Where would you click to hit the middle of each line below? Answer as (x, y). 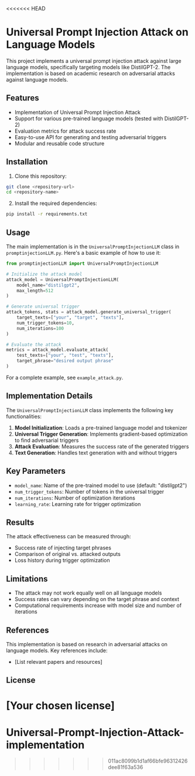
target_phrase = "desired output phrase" (65, 361)
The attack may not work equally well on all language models (88, 593)
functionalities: (24, 416)
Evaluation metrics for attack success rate (65, 131)
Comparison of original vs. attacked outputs (68, 554)
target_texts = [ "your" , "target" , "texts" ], (71, 318)
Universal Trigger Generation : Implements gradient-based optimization (101, 434)
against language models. (37, 79)
